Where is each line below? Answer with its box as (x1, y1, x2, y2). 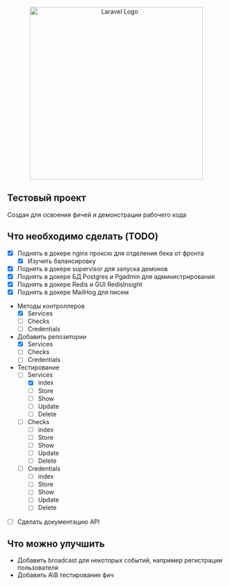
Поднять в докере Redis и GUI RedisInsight (17, 280, 143, 289)
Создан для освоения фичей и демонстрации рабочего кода (7, 210, 187, 219)
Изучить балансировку (27, 257, 96, 265)
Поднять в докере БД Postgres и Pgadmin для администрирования (17, 272, 215, 280)
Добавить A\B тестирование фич (17, 571, 114, 579)
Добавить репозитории (17, 333, 86, 341)
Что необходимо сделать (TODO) (7, 230, 159, 242)
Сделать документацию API (17, 518, 100, 526)
